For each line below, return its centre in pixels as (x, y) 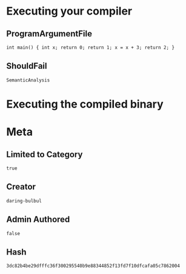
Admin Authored (38, 220)
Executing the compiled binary (85, 104)
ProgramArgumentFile (49, 34)
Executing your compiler (69, 11)
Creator (21, 187)
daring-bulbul (24, 201)
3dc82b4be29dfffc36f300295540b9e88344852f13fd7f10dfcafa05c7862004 (93, 266)
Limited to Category (45, 154)
